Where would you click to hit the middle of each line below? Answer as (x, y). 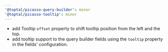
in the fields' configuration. (40, 44)
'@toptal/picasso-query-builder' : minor (48, 10)
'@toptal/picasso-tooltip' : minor (41, 14)
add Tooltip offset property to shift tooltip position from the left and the (86, 28)
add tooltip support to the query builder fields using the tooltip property (87, 39)
